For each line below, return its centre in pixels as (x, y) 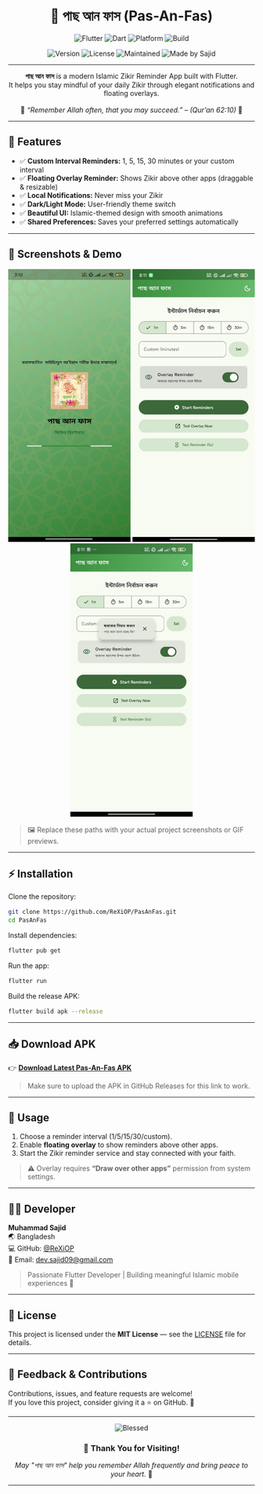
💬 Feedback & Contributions (77, 1374)
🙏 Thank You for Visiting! (131, 1448)
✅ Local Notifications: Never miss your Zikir (91, 195)
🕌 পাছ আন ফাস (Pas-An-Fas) (131, 16)
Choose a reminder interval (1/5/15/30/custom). (95, 1137)
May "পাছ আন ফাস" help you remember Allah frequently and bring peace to (131, 1465)
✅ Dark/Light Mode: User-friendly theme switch (97, 204)
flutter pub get (34, 951)
